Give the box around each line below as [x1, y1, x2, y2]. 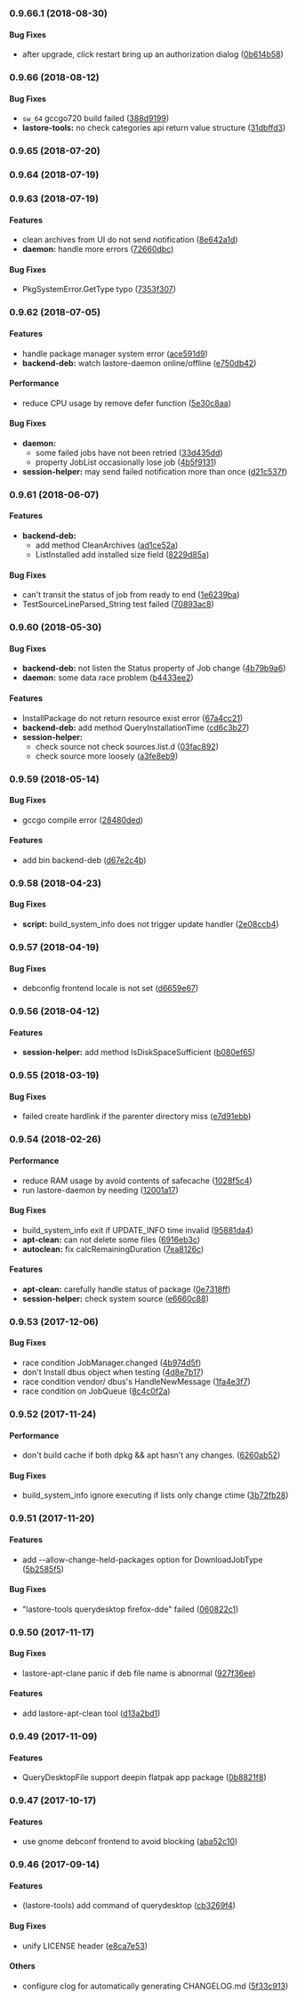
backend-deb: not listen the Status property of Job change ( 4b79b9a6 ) [21, 663, 286, 674]
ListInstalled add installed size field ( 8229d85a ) [35, 549, 210, 560]
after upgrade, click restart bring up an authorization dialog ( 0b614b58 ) [21, 49, 285, 60]
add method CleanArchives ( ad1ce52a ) [35, 540, 179, 550]
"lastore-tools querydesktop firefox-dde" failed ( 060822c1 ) [21, 1604, 239, 1614]
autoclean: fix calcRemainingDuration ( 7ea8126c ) [21, 1243, 205, 1254]
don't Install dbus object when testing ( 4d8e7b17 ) [21, 1367, 205, 1378]
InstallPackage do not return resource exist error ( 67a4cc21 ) [21, 712, 244, 723]
